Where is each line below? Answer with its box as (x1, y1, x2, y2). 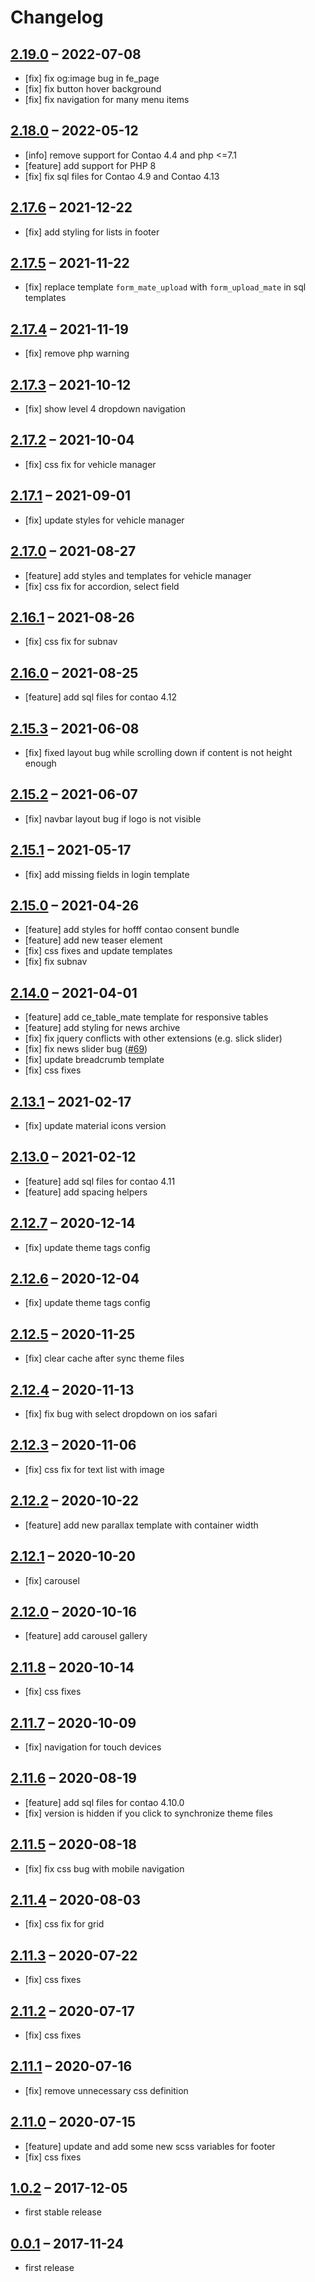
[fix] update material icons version (24, 1120, 167, 1131)
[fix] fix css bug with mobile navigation (24, 1862, 185, 1875)
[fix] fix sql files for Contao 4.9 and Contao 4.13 (24, 170, 220, 182)
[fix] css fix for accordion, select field (24, 580, 180, 592)
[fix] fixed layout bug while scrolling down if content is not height (24, 746, 293, 758)
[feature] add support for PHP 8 (24, 159, 157, 171)
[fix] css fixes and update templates (24, 945, 173, 957)
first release (24, 2262, 75, 2274)
